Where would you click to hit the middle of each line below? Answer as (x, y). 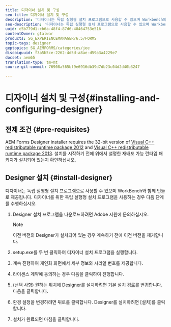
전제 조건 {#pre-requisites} (48, 129)
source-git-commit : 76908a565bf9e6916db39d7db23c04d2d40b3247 (73, 67)
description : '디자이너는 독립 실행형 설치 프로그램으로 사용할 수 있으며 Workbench (84, 19)
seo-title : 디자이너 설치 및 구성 (37, 15)
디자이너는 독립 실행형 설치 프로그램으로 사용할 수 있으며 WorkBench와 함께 (81, 191)
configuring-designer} (54, 109)
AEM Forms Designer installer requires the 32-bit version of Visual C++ (80, 142)
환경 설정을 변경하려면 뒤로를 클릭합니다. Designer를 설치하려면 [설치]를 (84, 302)
